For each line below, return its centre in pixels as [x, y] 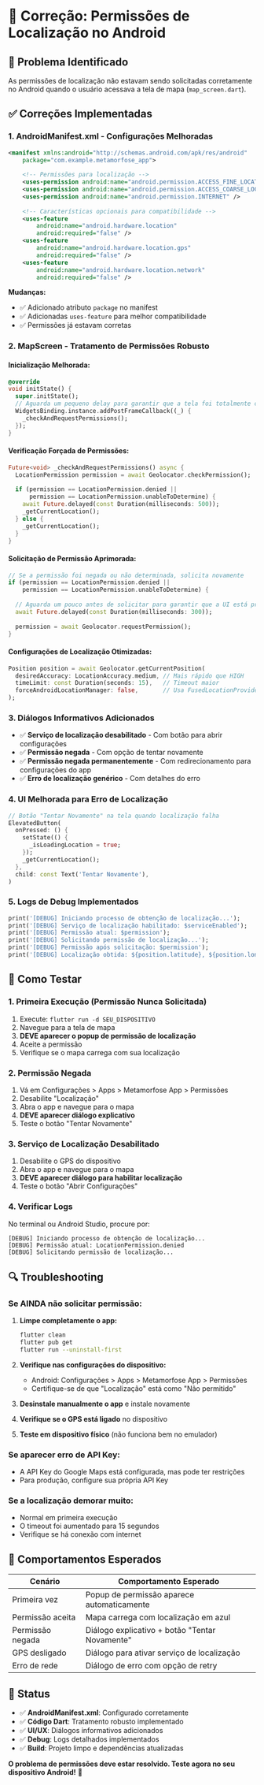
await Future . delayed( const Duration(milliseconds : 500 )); [121, 504]
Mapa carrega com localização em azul [158, 1617]
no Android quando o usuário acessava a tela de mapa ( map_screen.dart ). [127, 89]
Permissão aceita [44, 1617]
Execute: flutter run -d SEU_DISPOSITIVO [87, 1019]
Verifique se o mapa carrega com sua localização [100, 1052]
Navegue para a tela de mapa [67, 1027]
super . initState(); [47, 396]
